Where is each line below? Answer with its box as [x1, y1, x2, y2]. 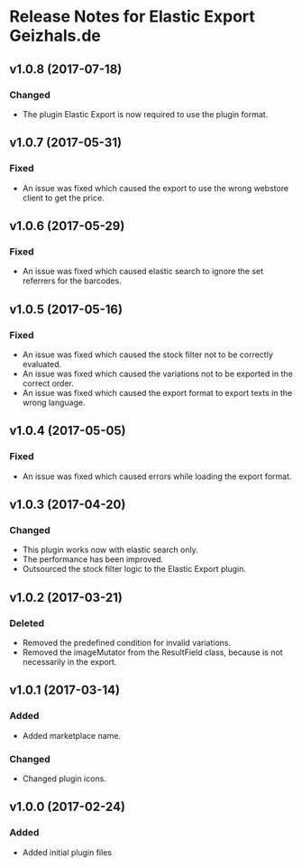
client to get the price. [22, 192, 105, 203]
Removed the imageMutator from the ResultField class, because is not [22, 647, 283, 658]
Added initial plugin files [22, 846, 113, 858]
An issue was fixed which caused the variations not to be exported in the [22, 368, 293, 379]
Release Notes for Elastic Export [9, 6, 255, 27]
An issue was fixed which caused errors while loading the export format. [22, 471, 292, 482]
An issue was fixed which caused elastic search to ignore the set [22, 266, 264, 277]
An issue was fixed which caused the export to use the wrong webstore [22, 182, 289, 193]
